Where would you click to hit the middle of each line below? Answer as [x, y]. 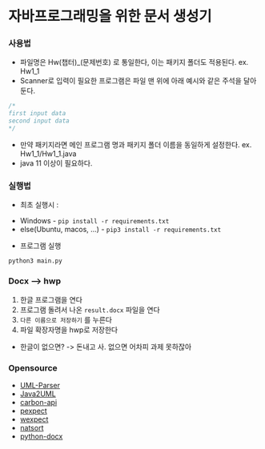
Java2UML [38, 394]
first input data [37, 114]
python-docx [41, 436]
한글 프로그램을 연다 [51, 299]
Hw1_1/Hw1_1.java [48, 154]
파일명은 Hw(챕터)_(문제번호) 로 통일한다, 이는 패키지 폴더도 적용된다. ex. [134, 62]
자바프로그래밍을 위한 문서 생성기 [110, 16]
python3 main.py [35, 261]
